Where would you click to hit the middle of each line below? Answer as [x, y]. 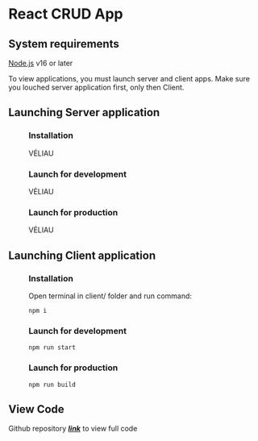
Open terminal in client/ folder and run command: [110, 296]
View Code [36, 409]
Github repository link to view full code [73, 429]
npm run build [52, 385]
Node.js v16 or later [41, 63]
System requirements [64, 44]
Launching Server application [84, 112]
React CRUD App [66, 14]
